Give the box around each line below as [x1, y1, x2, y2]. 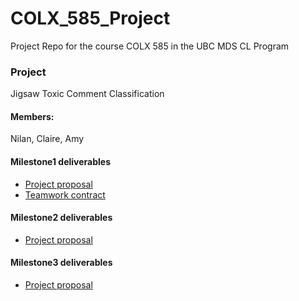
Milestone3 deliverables [10, 257, 113, 269]
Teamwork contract [24, 188, 106, 201]
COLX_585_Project [10, 7, 171, 30]
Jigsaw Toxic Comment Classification [10, 88, 165, 100]
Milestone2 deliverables [10, 212, 113, 224]
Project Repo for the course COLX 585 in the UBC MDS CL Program [10, 40, 290, 52]
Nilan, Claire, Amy [10, 133, 85, 145]
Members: [10, 110, 55, 122]
